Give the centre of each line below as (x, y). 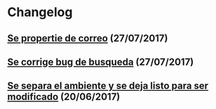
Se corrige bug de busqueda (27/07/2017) (101, 62)
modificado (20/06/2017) (64, 97)
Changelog (40, 12)
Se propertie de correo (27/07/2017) (88, 38)
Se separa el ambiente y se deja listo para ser (108, 86)
